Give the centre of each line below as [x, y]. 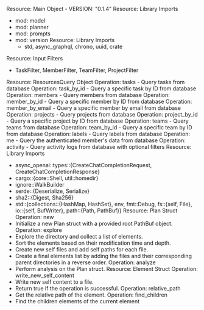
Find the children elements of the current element [77, 301]
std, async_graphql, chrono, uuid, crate [73, 46]
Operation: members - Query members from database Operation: [88, 95]
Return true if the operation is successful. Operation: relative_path [98, 288]
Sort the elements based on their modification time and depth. [93, 243]
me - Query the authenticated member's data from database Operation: [96, 140]
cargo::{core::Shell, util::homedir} [57, 178]
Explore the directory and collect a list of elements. [79, 236]
